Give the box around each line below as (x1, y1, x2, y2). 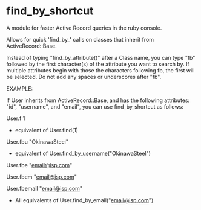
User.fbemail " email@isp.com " (6, 185, 83, 192)
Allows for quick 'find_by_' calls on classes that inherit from (6, 36, 154, 43)
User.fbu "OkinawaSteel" (6, 138, 68, 145)
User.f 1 (6, 115, 25, 122)
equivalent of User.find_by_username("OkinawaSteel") (15, 150, 151, 157)
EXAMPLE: (6, 84, 33, 92)
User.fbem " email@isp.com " (6, 173, 77, 180)
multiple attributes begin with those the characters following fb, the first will (6, 66, 195, 74)
